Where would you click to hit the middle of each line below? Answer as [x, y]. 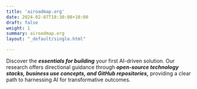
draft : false [22, 22]
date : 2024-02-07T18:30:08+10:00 [47, 17]
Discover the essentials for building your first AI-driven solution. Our [91, 61]
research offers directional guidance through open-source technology [93, 67]
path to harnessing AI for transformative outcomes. [69, 80]
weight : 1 [18, 28]
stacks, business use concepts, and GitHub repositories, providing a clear [98, 73]
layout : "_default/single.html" [46, 39]
